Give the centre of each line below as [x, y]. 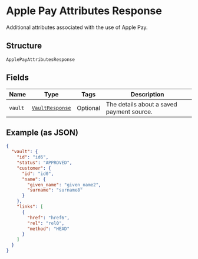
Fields [18, 78]
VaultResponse [52, 108]
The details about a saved [142, 104]
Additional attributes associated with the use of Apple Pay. [77, 27]
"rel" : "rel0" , [46, 223]
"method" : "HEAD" [48, 229]
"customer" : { [34, 168]
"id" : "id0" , [38, 174]
